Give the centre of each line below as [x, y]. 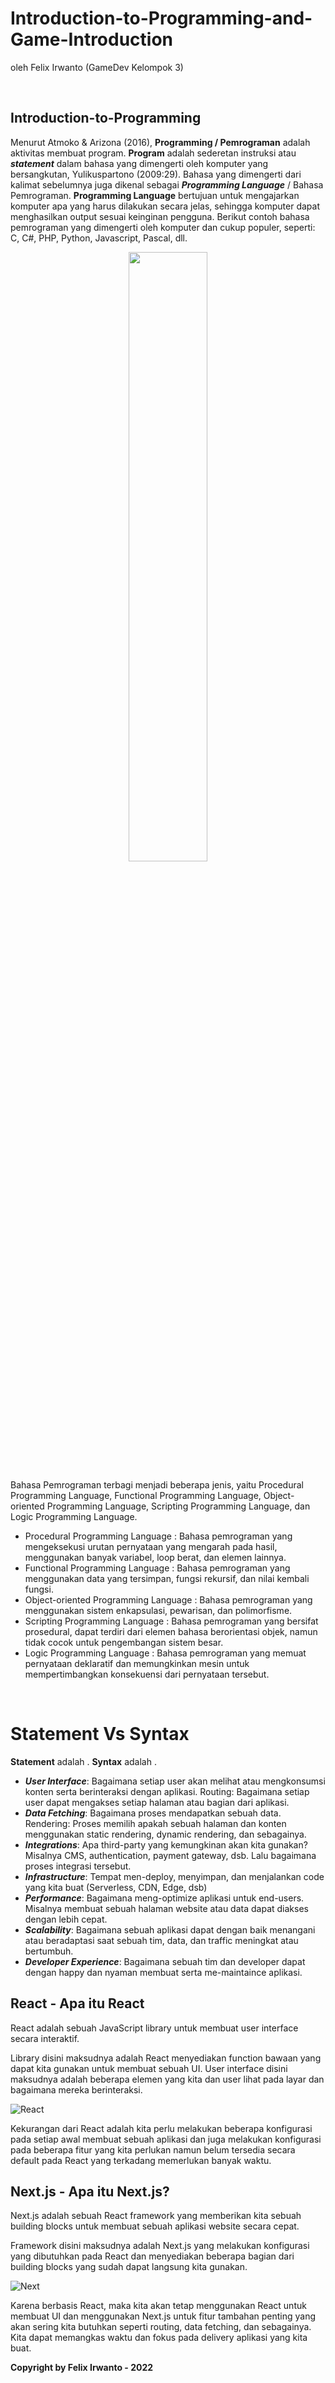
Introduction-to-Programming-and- [161, 18]
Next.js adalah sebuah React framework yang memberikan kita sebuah [156, 2216]
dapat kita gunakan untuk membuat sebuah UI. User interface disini [149, 2068]
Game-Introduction [92, 39]
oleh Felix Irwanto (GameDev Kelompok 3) [97, 67]
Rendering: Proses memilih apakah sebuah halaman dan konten [155, 1823]
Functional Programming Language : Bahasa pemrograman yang [157, 1568]
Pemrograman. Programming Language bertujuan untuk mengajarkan [155, 195]
